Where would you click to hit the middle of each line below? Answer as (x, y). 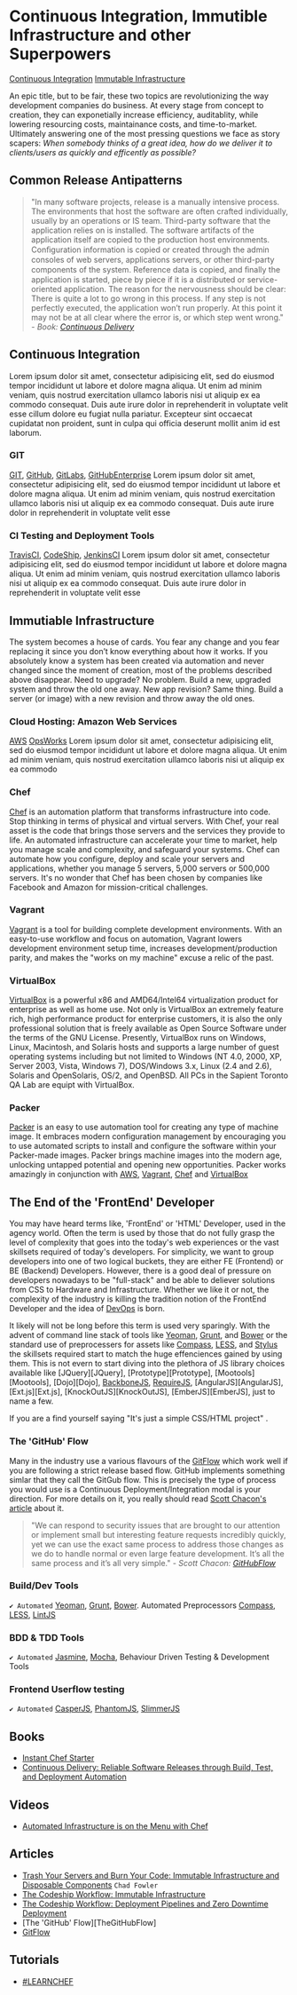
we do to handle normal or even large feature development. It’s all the (158, 1553)
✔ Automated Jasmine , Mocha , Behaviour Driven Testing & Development (140, 1657)
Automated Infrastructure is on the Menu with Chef (115, 1826)
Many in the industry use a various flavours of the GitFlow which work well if (148, 1461)
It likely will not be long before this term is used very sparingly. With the (140, 1326)
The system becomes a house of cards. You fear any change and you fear (145, 642)
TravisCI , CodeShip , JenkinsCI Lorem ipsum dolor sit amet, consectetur (140, 555)
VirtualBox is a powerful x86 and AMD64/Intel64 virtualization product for (144, 1000)
